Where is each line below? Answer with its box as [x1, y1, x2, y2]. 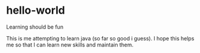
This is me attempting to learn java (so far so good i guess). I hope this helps [6, 35, 195, 42]
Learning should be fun [6, 23, 64, 30]
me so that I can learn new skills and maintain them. [6, 41, 134, 48]
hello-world [6, 4, 66, 17]
